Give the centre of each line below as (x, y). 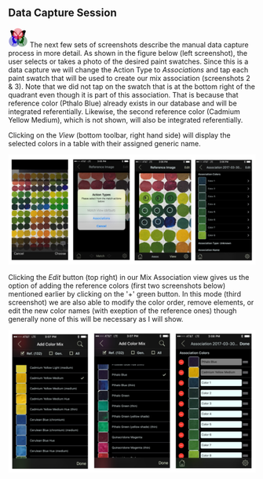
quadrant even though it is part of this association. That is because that (123, 94)
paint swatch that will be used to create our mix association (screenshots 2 (129, 78)
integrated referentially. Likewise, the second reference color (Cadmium (124, 111)
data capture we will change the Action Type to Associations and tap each (128, 69)
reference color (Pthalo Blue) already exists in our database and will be (122, 103)
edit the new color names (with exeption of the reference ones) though (122, 311)
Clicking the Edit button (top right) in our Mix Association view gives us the (129, 277)
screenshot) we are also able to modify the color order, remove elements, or (131, 302)
